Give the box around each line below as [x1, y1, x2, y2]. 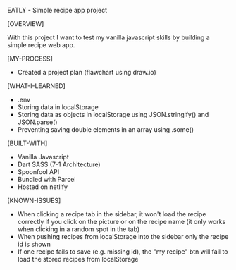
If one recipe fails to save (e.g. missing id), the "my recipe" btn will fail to [17, 247, 228, 256]
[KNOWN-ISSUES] [7, 197, 61, 204]
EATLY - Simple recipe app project [7, 6, 108, 14]
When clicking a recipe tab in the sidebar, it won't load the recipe [17, 210, 206, 218]
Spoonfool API [17, 168, 60, 176]
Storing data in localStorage [17, 103, 99, 111]
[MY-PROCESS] [7, 54, 53, 63]
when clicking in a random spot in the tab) [17, 225, 139, 233]
